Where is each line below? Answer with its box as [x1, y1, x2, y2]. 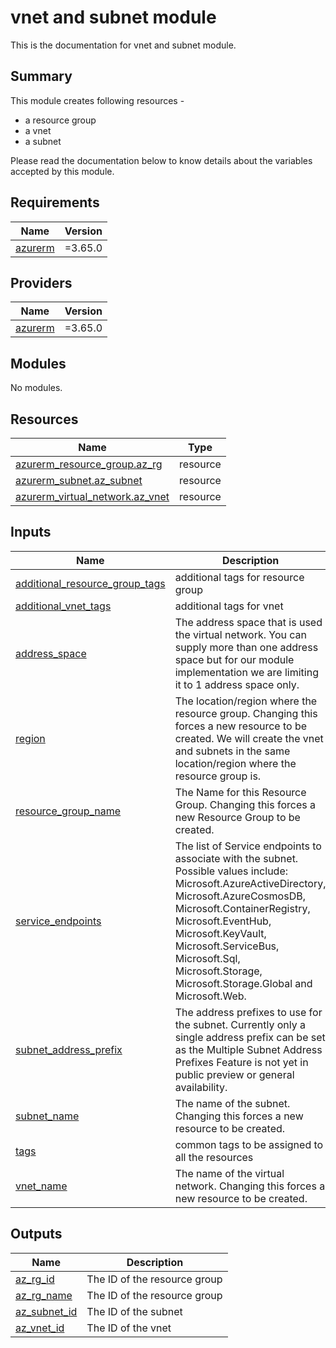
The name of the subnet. [174, 1096, 291, 1110]
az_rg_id [15, 1272, 55, 1286]
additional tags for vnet [174, 599, 284, 613]
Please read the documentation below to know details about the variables [10, 154, 313, 166]
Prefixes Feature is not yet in [174, 1055, 309, 1069]
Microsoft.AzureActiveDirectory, [174, 876, 327, 890]
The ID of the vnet [86, 1321, 172, 1335]
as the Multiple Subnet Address [174, 1042, 323, 1056]
